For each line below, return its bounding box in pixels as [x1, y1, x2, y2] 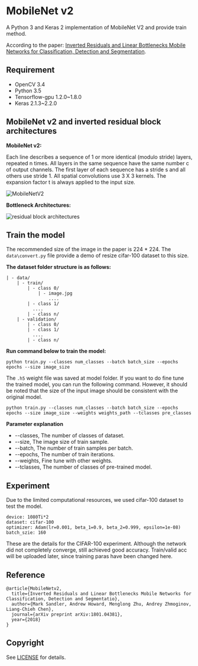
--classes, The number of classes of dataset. [14, 432, 125, 439]
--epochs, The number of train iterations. [14, 451, 115, 458]
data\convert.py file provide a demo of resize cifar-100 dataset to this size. [6, 252, 189, 259]
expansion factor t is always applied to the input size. [6, 178, 136, 185]
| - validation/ [17, 316, 57, 322]
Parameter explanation [6, 421, 64, 428]
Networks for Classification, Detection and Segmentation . [6, 47, 147, 55]
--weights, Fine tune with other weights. [14, 457, 113, 465]
